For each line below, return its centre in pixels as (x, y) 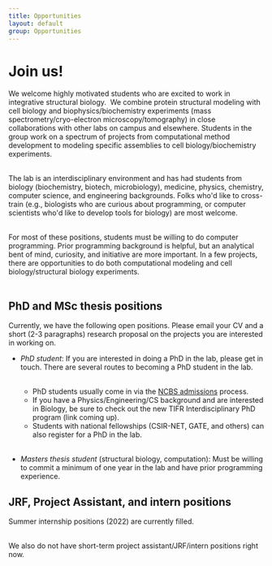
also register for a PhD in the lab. (87, 434)
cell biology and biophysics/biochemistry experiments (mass (110, 111)
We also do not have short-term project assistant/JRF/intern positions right (133, 546)
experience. (40, 477)
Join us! (36, 71)
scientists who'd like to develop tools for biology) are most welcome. (123, 213)
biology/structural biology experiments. (74, 272)
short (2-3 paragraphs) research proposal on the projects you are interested (136, 335)
